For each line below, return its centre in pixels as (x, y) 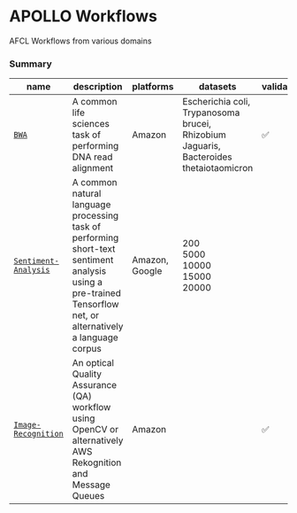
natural (87, 194)
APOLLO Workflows (83, 16)
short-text (94, 249)
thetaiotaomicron (218, 168)
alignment (93, 168)
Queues (88, 496)
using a (88, 283)
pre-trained (96, 293)
